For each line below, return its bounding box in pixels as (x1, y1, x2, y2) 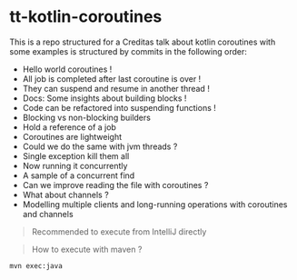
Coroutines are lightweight (22, 131, 123, 142)
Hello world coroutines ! (22, 64, 113, 75)
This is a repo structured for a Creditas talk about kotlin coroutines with (9, 36, 276, 47)
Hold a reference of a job (22, 121, 116, 133)
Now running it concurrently (22, 160, 128, 171)
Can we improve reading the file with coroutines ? (22, 179, 209, 190)
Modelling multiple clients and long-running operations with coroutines (22, 198, 288, 210)
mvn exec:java (9, 261, 64, 270)
